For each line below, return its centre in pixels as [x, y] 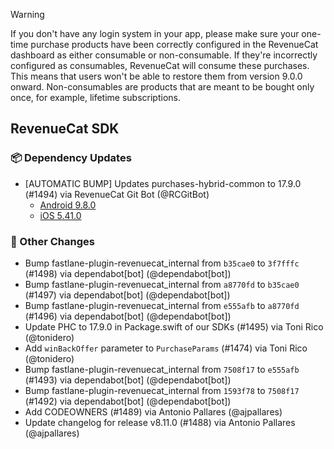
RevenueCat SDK [65, 129]
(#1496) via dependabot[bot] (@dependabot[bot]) [128, 316]
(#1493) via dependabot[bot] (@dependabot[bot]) [128, 380]
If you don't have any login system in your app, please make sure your [155, 33]
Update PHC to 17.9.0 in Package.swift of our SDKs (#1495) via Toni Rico [174, 326]
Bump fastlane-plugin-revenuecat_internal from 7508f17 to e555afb [162, 369]
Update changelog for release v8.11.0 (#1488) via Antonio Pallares [160, 422]
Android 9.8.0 [68, 205]
